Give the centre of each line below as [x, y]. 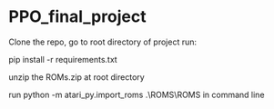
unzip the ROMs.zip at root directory [76, 77]
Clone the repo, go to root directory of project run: [103, 42]
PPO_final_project [77, 17]
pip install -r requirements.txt [63, 59]
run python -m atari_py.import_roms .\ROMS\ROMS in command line [137, 94]
